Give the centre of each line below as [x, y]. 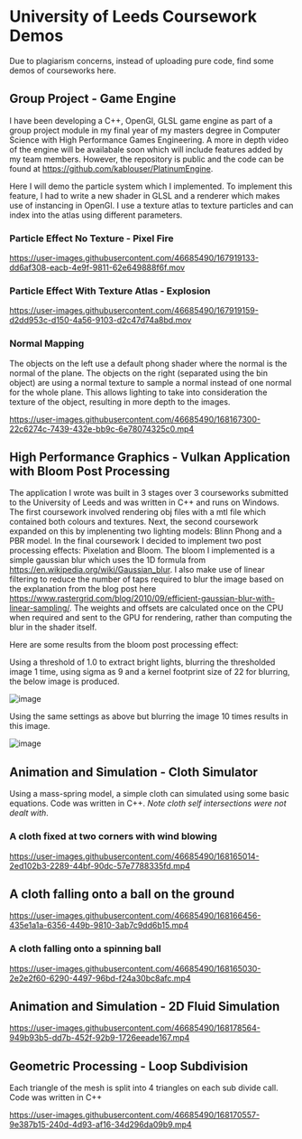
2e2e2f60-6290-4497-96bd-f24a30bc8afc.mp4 [100, 978]
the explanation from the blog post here [83, 589]
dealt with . [29, 813]
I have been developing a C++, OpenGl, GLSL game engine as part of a [141, 120]
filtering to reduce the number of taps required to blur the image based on [146, 579]
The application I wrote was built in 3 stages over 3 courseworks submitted [149, 493]
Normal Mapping [47, 343]
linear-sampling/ [40, 608]
